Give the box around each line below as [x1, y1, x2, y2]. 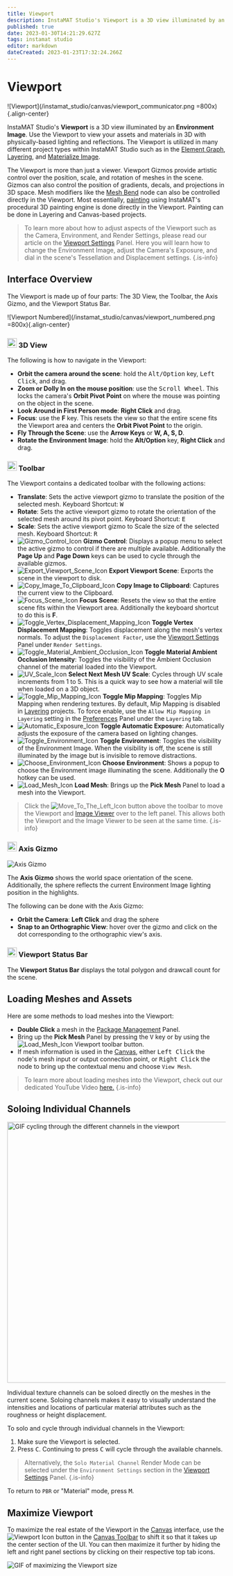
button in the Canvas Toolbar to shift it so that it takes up [55, 1533, 217, 1541]
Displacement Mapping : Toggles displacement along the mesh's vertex [17, 626, 223, 634]
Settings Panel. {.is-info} [24, 1473, 95, 1482]
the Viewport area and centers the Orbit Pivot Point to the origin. [17, 421, 203, 429]
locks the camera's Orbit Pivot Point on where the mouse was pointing [17, 391, 221, 400]
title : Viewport [7, 10, 54, 17]
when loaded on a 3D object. [17, 685, 101, 693]
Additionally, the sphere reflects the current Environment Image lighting [7, 881, 212, 889]
